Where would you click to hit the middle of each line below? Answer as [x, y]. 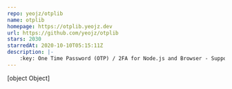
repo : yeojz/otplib [35, 13]
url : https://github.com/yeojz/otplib [63, 33]
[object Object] [29, 78]
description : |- [30, 52]
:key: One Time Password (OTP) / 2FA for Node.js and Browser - [114, 59]
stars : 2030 [24, 39]
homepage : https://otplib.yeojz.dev [60, 26]
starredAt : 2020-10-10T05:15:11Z [55, 46]
